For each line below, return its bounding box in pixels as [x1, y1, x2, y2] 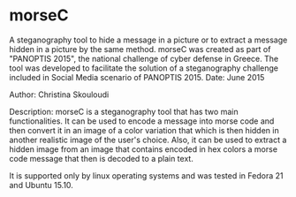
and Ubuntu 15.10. [9, 179, 73, 190]
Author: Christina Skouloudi [9, 89, 110, 100]
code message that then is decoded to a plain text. [9, 153, 194, 163]
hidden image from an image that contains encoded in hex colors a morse [9, 143, 278, 155]
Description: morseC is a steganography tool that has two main [9, 106, 239, 117]
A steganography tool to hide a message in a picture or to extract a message [9, 34, 288, 45]
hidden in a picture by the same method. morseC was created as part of [9, 43, 271, 54]
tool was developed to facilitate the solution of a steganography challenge [9, 63, 278, 73]
